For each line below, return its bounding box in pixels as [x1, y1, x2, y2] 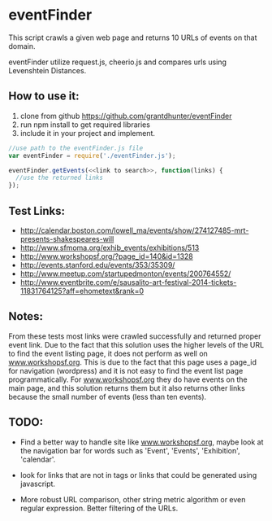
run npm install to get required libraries [19, 120, 150, 129]
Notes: [8, 309, 43, 323]
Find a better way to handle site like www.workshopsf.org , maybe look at [19, 437, 264, 447]
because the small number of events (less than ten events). [8, 392, 207, 401]
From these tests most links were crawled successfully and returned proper [8, 331, 261, 341]
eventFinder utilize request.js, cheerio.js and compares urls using [8, 57, 227, 67]
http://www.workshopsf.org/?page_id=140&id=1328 [19, 251, 193, 261]
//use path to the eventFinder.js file [8, 144, 144, 152]
